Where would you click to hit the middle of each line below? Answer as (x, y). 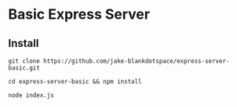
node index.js (31, 95)
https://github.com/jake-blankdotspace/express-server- (136, 61)
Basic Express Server (79, 14)
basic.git (24, 68)
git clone (24, 61)
